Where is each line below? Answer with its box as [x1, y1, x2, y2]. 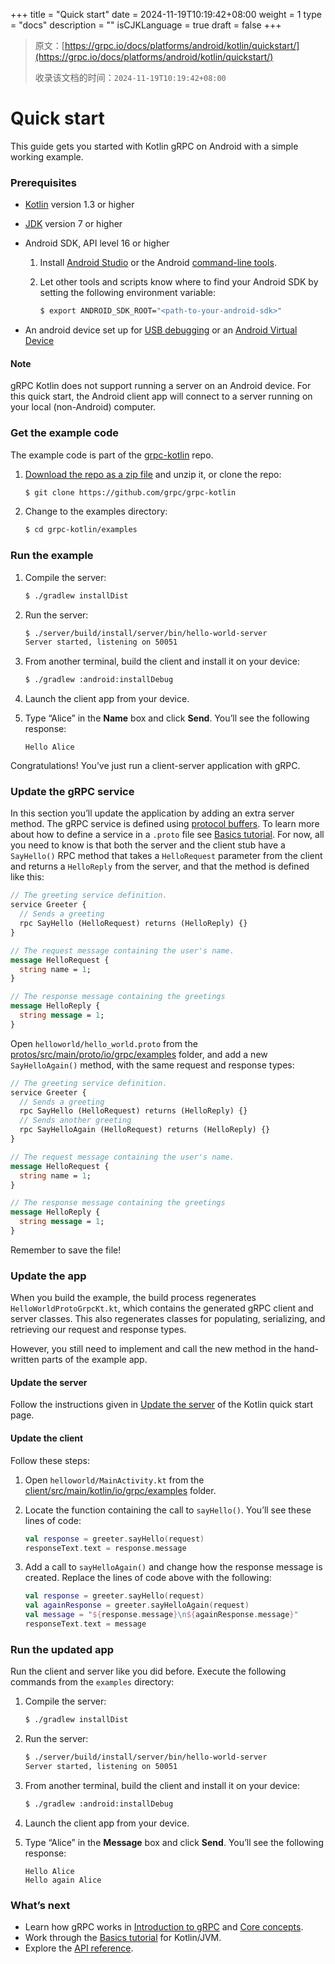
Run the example [10, 549, 94, 563]
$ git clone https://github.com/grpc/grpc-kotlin [24, 487, 237, 498]
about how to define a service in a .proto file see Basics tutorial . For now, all [10, 829, 325, 841]
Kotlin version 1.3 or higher [24, 199, 135, 211]
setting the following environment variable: [39, 287, 217, 299]
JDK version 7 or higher [24, 218, 123, 230]
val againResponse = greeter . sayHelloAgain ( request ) [24, 1600, 250, 1611]
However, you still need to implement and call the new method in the [10, 1343, 292, 1355]
